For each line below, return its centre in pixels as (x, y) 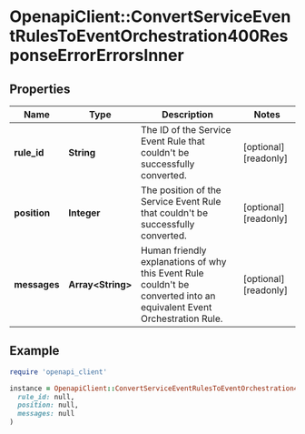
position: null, (48, 405)
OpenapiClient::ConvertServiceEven (150, 17)
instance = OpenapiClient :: (63, 389)
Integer (84, 213)
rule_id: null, (46, 397)
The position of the (181, 190)
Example (34, 351)
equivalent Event (176, 307)
